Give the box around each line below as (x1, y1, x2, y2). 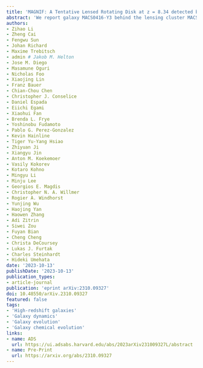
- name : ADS (6, 336, 36, 342)
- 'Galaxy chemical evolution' (6, 324, 85, 330)
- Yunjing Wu (6, 201, 39, 207)
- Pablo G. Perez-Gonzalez (6, 127, 74, 133)
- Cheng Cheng (6, 234, 42, 240)
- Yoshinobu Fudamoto (6, 122, 61, 128)
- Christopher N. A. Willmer (6, 189, 80, 195)
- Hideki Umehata (6, 257, 50, 263)
